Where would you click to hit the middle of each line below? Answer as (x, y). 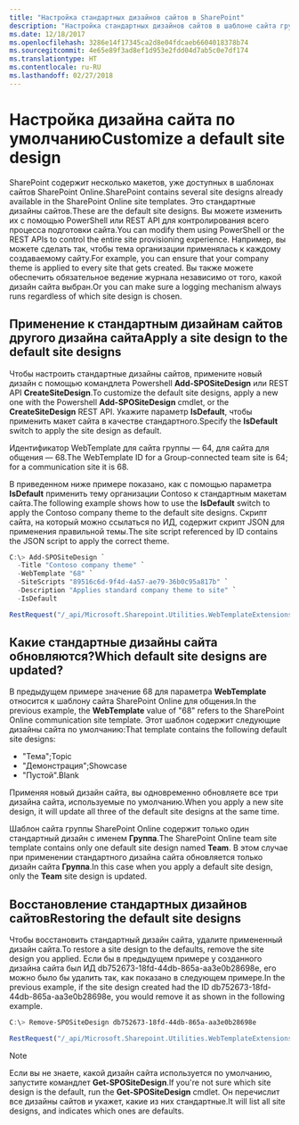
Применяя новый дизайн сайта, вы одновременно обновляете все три (144, 793)
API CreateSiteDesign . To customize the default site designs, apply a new (144, 393)
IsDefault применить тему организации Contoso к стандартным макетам (148, 493)
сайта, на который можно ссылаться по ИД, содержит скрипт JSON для (147, 522)
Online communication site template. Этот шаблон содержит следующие (145, 720)
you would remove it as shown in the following (200, 997)
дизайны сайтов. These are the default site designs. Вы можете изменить (146, 211)
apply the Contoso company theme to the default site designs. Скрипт (138, 512)
